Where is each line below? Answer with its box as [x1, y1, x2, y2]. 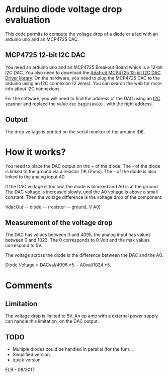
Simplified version [12, 351, 50, 358]
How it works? [5, 146, 66, 158]
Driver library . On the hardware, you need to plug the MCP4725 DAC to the [5, 74, 160, 81]
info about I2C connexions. [5, 86, 61, 92]
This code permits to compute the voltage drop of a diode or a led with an [5, 31, 158, 37]
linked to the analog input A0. [5, 174, 66, 180]
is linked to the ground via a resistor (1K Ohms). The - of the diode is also [5, 168, 156, 174]
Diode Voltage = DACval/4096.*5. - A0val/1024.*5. [5, 262, 112, 268]
